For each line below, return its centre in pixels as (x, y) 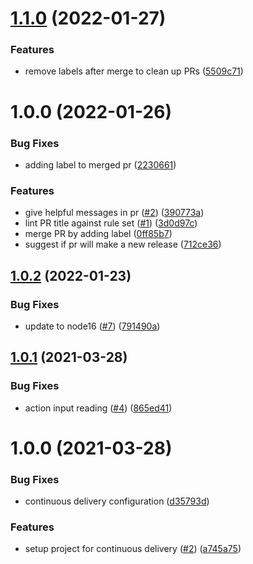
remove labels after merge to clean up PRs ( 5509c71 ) (134, 71)
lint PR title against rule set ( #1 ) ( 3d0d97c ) (111, 223)
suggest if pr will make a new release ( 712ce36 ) (123, 244)
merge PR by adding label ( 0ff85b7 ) (98, 234)
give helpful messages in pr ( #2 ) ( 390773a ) (114, 213)
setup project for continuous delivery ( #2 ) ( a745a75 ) (133, 549)
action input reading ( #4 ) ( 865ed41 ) (98, 408)
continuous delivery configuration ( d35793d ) (117, 501)
